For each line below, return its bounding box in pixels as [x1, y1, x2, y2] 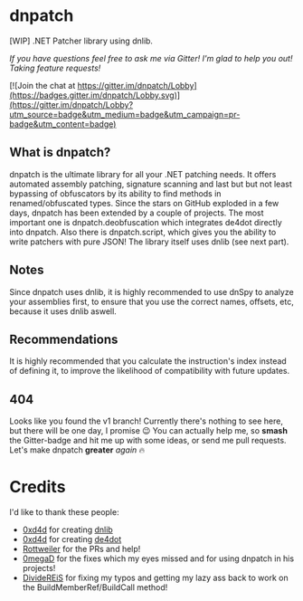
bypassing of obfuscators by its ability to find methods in [9, 187, 222, 199]
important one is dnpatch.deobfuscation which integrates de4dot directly [9, 216, 282, 227]
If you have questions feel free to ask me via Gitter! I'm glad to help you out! [9, 52, 293, 63]
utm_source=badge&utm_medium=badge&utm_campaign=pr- [9, 109, 241, 119]
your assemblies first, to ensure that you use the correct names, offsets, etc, [9, 296, 294, 307]
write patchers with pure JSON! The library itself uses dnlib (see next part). [9, 236, 289, 247]
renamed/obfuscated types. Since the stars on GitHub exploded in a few [9, 197, 279, 208]
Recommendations [9, 331, 118, 347]
